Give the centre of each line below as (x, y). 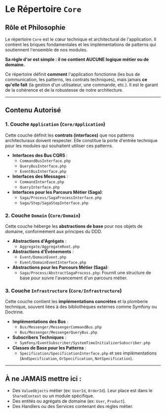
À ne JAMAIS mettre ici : (43, 379)
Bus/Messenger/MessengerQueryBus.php (59, 333)
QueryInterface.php (40, 187)
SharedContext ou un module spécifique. (53, 396)
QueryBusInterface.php (43, 166)
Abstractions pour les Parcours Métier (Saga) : (61, 267)
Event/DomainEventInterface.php (53, 262)
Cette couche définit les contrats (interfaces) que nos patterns (70, 135)
